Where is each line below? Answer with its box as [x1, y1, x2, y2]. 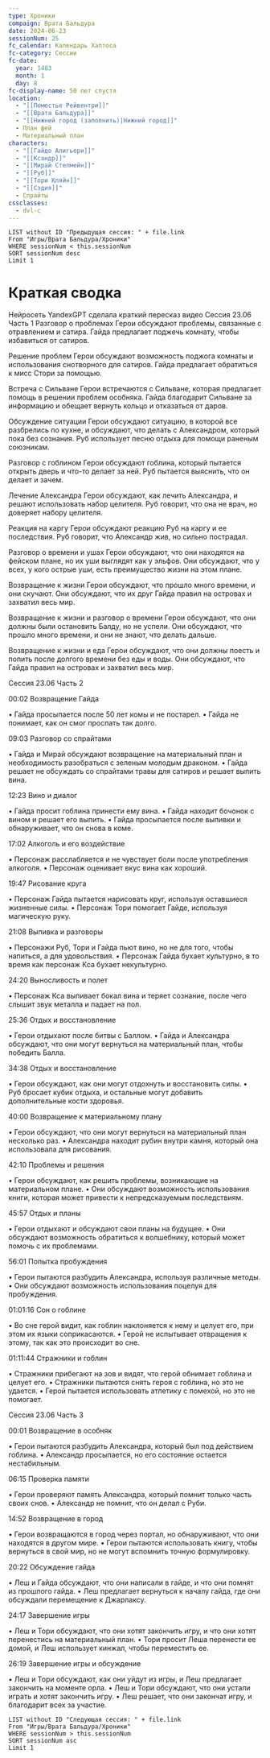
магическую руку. [8, 912, 71, 921]
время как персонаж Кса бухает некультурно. [8, 960, 168, 970]
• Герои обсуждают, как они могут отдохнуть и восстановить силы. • [8, 1079, 247, 1089]
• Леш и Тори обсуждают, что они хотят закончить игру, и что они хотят [8, 1626, 256, 1636]
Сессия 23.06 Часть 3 [8, 1410, 84, 1420]
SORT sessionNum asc [8, 1737, 78, 1745]
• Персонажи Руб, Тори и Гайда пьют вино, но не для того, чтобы [8, 943, 234, 953]
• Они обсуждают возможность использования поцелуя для [8, 1281, 217, 1291]
